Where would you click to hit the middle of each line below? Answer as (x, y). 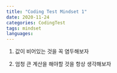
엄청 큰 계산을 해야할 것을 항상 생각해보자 (63, 64)
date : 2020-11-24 (28, 17)
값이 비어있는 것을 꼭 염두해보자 (52, 52)
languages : (20, 34)
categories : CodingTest (36, 23)
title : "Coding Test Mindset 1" (46, 12)
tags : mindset (24, 28)
